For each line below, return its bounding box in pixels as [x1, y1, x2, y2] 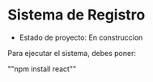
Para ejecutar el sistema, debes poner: [7, 48, 137, 58]
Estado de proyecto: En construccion [19, 32, 143, 42]
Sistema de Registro [7, 6, 146, 24]
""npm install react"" [7, 63, 77, 74]
